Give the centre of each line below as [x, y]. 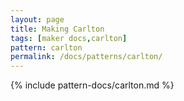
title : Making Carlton [57, 29]
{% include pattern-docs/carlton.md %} [92, 85]
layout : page [37, 19]
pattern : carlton [46, 47]
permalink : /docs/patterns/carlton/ [86, 57]
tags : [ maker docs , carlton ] [69, 38]
